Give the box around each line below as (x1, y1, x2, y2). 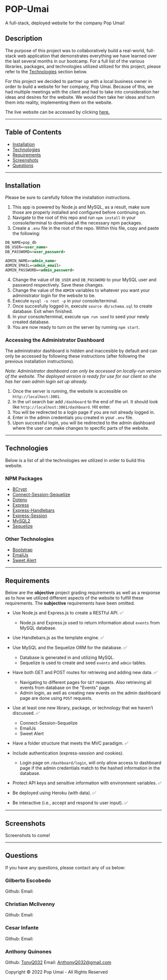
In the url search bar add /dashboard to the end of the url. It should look (12, 398, 158, 404)
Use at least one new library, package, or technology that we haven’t (12, 705, 153, 711)
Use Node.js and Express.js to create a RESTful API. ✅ (12, 610, 124, 616)
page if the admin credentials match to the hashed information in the (19, 765, 160, 771)
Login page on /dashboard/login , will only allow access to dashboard (19, 760, 162, 766)
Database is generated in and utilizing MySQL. (19, 655, 115, 661)
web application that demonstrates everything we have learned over (17, 53, 158, 59)
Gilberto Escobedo (5, 877, 51, 884)
